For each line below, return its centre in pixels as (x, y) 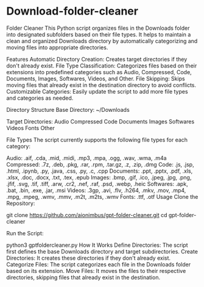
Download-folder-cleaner (72, 11)
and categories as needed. (40, 98)
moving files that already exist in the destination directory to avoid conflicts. (101, 85)
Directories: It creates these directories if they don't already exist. (89, 258)
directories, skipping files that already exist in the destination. (83, 277)
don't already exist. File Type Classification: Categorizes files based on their (102, 66)
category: (18, 146)
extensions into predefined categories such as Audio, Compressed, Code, (99, 72)
